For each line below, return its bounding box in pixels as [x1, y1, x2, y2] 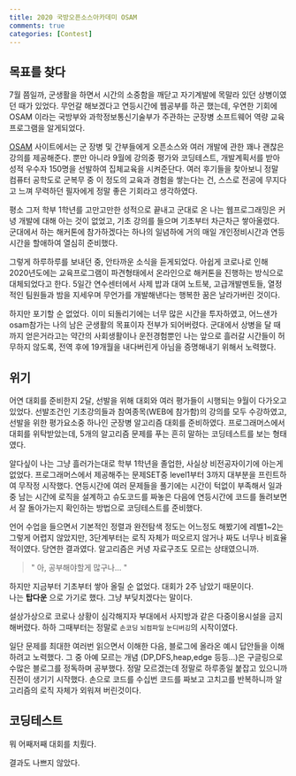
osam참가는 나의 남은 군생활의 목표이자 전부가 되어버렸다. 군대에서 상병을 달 [9, 319, 272, 330]
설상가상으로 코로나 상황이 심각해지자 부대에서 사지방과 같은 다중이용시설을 [9, 611, 267, 621]
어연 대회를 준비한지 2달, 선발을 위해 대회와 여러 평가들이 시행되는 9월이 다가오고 [9, 396, 287, 405]
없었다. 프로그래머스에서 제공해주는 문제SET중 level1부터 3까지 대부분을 [9, 470, 256, 480]
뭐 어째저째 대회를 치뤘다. [9, 738, 97, 749]
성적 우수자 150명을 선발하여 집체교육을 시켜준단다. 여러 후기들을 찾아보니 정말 [9, 164, 279, 174]
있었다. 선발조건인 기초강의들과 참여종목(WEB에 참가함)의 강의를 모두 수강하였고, [9, 406, 287, 417]
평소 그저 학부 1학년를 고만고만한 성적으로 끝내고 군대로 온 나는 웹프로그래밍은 [9, 204, 277, 215]
